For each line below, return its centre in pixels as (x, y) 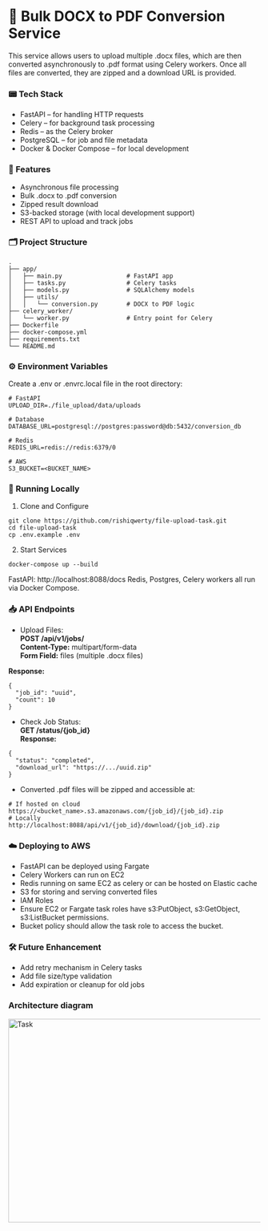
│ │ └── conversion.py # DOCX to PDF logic (102, 304)
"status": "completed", (55, 760)
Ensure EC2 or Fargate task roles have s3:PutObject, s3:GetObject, (130, 909)
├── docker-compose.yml (48, 332)
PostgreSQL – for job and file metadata (84, 140)
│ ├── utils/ (34, 297)
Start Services (43, 550)
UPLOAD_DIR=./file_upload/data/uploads (75, 406)
